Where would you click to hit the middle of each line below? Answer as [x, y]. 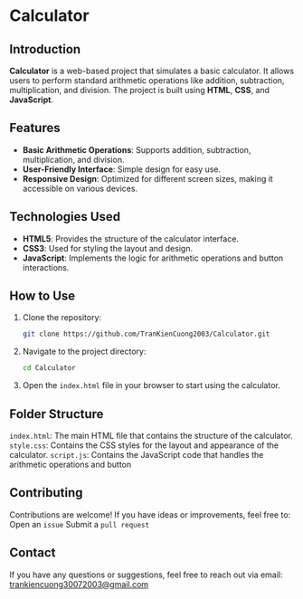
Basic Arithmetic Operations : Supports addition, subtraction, [137, 149]
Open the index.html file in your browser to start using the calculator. [151, 385]
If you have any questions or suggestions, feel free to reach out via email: [146, 575]
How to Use [43, 296]
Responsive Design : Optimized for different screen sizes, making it [147, 178]
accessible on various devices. [80, 188]
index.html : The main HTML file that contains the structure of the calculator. [151, 436]
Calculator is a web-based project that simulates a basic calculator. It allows [152, 71]
